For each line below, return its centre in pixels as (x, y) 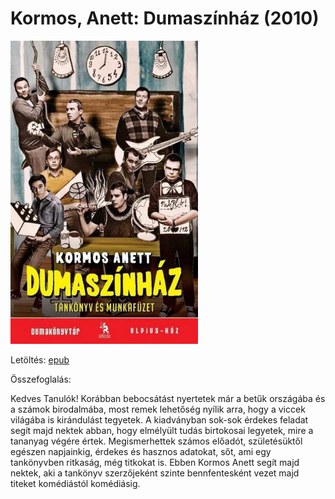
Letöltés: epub (40, 359)
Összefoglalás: (41, 379)
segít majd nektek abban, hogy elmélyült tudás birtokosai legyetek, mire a (162, 430)
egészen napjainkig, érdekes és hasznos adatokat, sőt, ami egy (141, 451)
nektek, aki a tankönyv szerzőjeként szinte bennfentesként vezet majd (155, 473)
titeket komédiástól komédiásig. (75, 483)
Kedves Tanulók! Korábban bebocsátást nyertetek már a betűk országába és (168, 398)
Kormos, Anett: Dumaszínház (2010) (165, 18)
